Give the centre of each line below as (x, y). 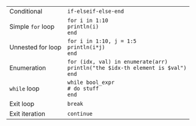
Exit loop (22, 104)
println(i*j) (86, 47)
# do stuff (83, 88)
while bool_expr (91, 82)
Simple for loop (32, 27)
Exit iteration (28, 114)
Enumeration (28, 68)
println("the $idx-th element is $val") (127, 68)
